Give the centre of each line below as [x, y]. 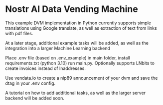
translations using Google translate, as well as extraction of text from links [81, 28]
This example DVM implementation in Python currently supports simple [78, 23]
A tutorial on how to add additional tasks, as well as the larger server [76, 93]
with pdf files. [19, 33]
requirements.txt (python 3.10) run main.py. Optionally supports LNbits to [80, 63]
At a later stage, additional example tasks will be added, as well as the [77, 43]
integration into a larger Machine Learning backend [58, 48]
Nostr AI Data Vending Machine [72, 9]
